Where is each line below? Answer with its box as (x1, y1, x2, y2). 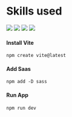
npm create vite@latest (6, 53, 67, 59)
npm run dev (6, 105, 36, 111)
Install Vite (6, 39, 34, 46)
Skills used (6, 4, 62, 18)
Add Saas (6, 65, 31, 72)
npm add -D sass (6, 79, 47, 85)
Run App (6, 91, 29, 98)
